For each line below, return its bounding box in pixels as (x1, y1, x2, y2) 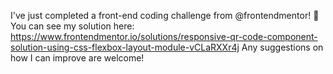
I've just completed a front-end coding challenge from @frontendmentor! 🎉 (10, 10, 320, 21)
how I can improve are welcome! (10, 52, 145, 64)
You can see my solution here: (10, 20, 135, 32)
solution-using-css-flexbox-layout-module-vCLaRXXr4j (10, 41, 240, 53)
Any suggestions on (241, 41, 324, 53)
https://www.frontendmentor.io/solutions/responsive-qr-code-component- (10, 31, 318, 42)
